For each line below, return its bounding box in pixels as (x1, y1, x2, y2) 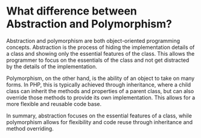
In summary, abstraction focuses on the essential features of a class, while (6, 112, 192, 119)
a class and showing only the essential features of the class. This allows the (6, 50, 195, 57)
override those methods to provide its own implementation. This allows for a (6, 94, 195, 101)
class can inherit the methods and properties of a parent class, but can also (6, 87, 194, 94)
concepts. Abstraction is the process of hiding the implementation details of (6, 44, 195, 51)
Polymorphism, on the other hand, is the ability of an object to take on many (6, 74, 195, 82)
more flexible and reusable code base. (6, 100, 101, 107)
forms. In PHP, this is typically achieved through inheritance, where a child (6, 80, 191, 88)
